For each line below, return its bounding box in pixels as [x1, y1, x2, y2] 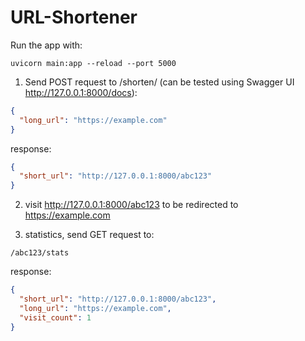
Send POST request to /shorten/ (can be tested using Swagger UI [24, 76, 295, 88]
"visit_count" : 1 [19, 312, 92, 323]
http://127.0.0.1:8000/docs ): [24, 86, 138, 98]
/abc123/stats [10, 248, 70, 258]
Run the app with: [10, 39, 83, 51]
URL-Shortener [10, 6, 138, 29]
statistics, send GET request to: [24, 229, 155, 241]
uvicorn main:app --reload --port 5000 [10, 58, 177, 68]
